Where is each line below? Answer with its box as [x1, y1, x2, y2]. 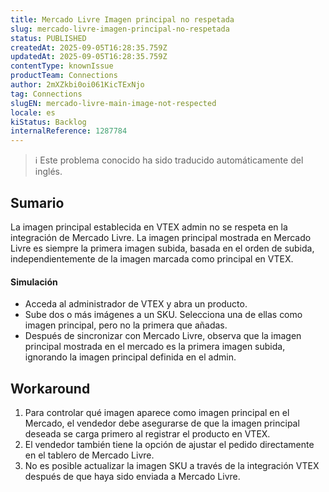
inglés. [34, 166, 63, 178]
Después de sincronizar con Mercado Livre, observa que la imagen [24, 330, 302, 342]
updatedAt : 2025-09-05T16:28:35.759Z [10, 52, 168, 62]
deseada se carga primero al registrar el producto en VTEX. [24, 427, 271, 440]
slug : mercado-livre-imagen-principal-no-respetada [10, 24, 230, 34]
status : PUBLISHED [10, 33, 87, 43]
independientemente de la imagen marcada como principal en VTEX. [10, 252, 294, 265]
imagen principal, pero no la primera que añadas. [24, 319, 228, 331]
